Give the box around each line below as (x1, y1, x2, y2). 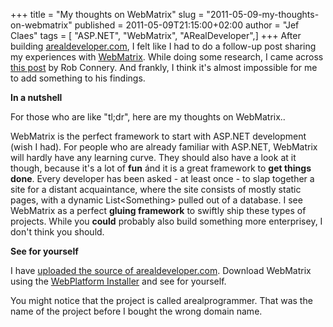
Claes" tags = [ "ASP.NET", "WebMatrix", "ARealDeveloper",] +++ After (10, 30, 302, 41)
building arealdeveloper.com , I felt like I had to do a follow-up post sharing (10, 40, 317, 52)
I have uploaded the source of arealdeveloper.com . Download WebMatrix (10, 265, 312, 276)
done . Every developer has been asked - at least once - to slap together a (10, 173, 315, 184)
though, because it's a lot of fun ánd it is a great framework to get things (10, 162, 312, 174)
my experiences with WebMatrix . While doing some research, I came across (10, 51, 324, 63)
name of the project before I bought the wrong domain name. (10, 305, 263, 317)
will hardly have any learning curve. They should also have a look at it (10, 152, 297, 163)
